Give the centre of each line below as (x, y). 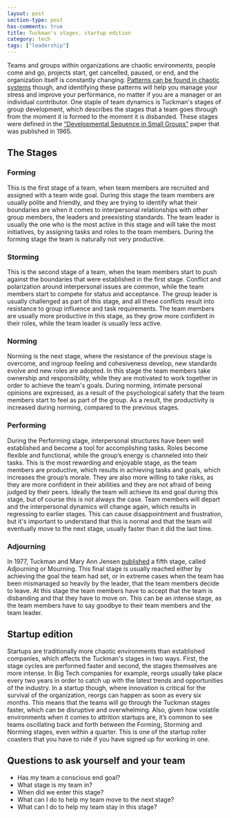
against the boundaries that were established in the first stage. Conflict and (114, 279)
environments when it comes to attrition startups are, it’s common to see (110, 717)
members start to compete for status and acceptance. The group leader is (112, 293)
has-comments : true (35, 26)
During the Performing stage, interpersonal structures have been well (106, 440)
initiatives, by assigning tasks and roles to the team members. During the (110, 231)
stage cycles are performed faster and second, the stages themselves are (112, 665)
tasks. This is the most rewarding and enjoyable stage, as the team (102, 462)
